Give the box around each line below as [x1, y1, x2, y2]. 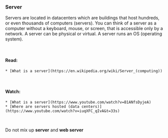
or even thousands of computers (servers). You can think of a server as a [5, 20, 157, 26]
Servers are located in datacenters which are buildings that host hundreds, [5, 15, 159, 21]
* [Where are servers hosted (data [5, 104, 80, 109]
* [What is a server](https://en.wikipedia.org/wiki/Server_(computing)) [5, 68, 163, 73]
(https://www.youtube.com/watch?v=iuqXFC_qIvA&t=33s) [5, 108, 120, 113]
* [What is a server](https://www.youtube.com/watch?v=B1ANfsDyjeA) [5, 99, 151, 104]
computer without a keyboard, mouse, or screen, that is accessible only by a [5, 25, 163, 31]
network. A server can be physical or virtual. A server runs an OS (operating [5, 31, 162, 37]
